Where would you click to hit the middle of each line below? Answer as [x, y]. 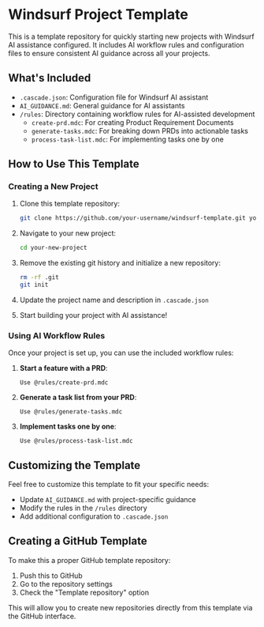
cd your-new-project [53, 248]
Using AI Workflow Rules [57, 335]
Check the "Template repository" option [84, 592]
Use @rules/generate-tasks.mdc [71, 412]
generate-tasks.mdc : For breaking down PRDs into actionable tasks [139, 130]
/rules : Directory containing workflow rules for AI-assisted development [137, 114]
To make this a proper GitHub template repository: [89, 560]
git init [34, 285]
